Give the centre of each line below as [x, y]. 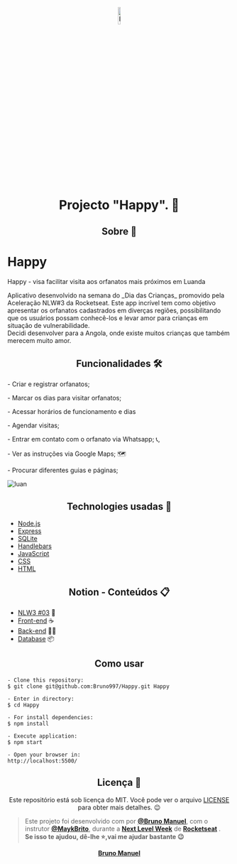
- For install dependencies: [50, 717]
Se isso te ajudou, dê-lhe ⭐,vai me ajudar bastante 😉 [104, 836]
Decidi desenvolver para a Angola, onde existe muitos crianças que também [119, 333]
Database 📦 [36, 638]
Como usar [119, 664]
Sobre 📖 [119, 231]
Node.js [29, 524]
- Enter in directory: [41, 699]
